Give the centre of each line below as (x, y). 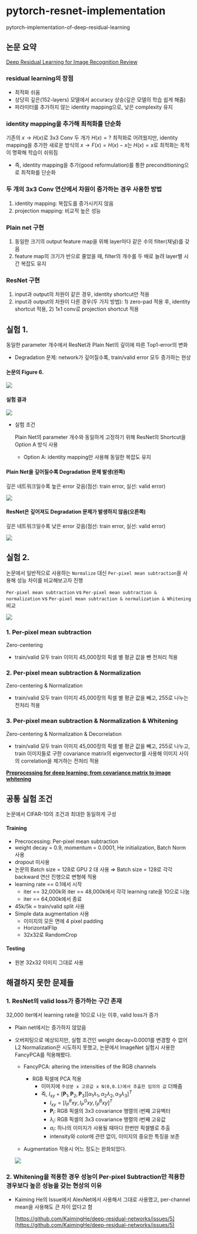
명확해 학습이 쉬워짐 (35, 152)
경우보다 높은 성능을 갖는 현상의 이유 (54, 1186)
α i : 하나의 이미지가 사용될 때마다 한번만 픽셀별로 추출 (110, 1128)
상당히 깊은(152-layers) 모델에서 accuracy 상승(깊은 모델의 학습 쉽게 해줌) (100, 100)
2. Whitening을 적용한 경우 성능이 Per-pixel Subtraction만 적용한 (96, 1177)
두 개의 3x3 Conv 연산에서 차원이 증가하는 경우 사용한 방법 (84, 189)
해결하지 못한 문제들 (40, 983)
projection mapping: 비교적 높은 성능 (58, 210)
